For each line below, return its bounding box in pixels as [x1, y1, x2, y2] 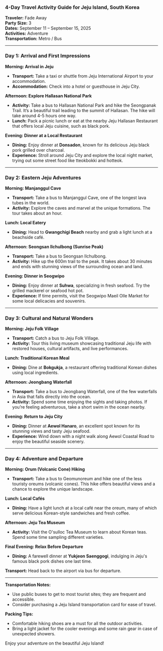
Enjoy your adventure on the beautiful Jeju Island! [5, 640, 104, 646]
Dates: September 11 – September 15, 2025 [5, 25, 91, 31]
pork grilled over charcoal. [12, 147, 65, 153]
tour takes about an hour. [12, 210, 63, 216]
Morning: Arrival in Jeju [5, 63, 54, 69]
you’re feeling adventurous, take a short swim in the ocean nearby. [12, 404, 146, 410]
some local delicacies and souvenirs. [12, 298, 86, 304]
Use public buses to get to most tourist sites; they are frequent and [12, 592, 147, 597]
